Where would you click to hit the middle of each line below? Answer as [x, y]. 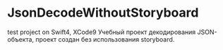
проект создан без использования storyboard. [105, 39]
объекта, [20, 39]
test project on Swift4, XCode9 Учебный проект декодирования [102, 32]
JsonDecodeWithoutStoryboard [103, 13]
